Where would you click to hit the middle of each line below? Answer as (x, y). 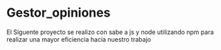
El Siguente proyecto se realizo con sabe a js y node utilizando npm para (110, 32)
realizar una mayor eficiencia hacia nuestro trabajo (79, 39)
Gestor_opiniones (59, 13)
